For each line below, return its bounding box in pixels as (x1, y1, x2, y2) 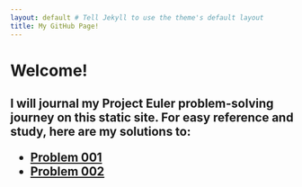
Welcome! (10, 60, 88, 81)
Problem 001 (30, 150, 102, 165)
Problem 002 (30, 164, 105, 180)
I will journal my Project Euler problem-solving (10, 96, 274, 111)
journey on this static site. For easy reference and (10, 110, 294, 126)
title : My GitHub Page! (10, 22, 100, 31)
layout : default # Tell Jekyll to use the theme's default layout (10, 13, 264, 22)
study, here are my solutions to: (10, 124, 191, 139)
